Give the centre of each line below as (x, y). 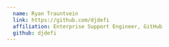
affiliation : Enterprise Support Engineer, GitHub (88, 26)
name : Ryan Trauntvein (46, 13)
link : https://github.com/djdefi (61, 20)
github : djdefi (35, 33)
